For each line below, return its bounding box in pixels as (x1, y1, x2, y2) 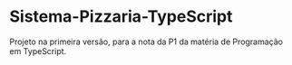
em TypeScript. (9, 45, 67, 56)
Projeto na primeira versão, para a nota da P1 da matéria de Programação (9, 36, 284, 47)
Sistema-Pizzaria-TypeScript (9, 6, 233, 27)
